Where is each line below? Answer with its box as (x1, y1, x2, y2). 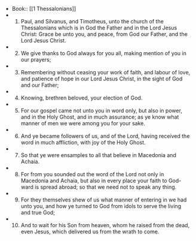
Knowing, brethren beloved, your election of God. (20, 94, 143, 101)
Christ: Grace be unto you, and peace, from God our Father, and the (20, 31, 188, 38)
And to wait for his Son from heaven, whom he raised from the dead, (20, 222, 190, 228)
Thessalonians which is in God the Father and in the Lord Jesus (20, 24, 177, 31)
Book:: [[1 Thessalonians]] (11, 5, 76, 12)
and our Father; (20, 82, 59, 89)
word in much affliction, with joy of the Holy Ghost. (20, 139, 146, 146)
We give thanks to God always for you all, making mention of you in (20, 50, 186, 56)
